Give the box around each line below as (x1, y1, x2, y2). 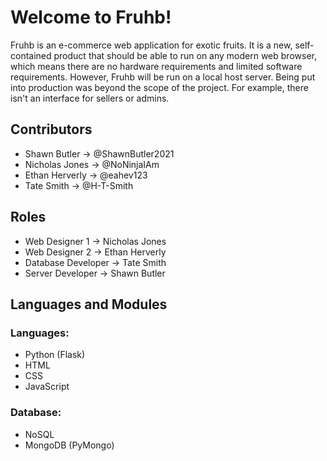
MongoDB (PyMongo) (24, 439, 115, 451)
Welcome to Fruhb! (10, 6, 172, 29)
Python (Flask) (24, 349, 86, 361)
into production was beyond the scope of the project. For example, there (10, 81, 309, 93)
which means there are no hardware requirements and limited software (10, 60, 303, 72)
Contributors (10, 121, 93, 138)
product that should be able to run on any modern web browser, (53, 49, 317, 61)
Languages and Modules (10, 296, 168, 313)
